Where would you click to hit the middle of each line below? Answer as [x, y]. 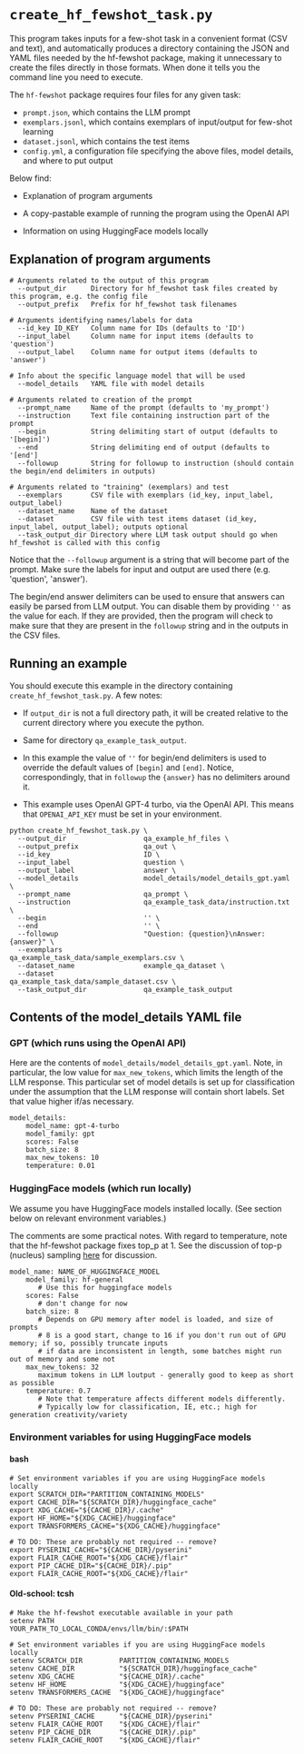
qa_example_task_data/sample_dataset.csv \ [93, 981]
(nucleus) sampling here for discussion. [83, 1254]
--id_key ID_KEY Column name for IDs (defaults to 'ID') [132, 328]
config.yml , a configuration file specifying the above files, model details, [158, 151]
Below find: [30, 178]
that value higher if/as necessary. [72, 1102]
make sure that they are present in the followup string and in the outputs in [149, 625]
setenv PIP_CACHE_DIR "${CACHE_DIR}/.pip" [103, 1732]
